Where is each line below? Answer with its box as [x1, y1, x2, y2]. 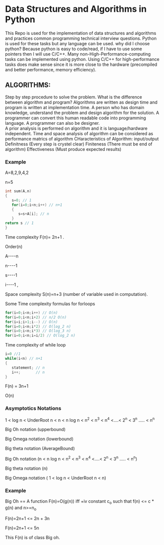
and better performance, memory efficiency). [5, 66, 96, 72]
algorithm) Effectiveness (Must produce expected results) [5, 146, 121, 152]
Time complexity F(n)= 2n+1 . [5, 234, 65, 240]
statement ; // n [11, 365, 45, 370]
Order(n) [5, 243, 23, 249]
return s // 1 [5, 221, 34, 226]
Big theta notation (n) [5, 465, 48, 471]
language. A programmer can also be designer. [5, 120, 100, 126]
